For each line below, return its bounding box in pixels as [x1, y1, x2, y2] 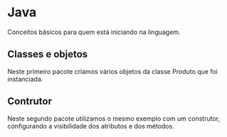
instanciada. [7, 75, 43, 83]
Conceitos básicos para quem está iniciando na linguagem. [7, 28, 181, 36]
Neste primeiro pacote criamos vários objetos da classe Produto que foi [7, 67, 218, 75]
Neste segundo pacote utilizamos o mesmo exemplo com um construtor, [7, 114, 221, 123]
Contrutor [7, 95, 52, 107]
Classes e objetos [7, 48, 88, 60]
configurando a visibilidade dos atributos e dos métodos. [7, 121, 174, 130]
